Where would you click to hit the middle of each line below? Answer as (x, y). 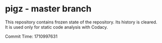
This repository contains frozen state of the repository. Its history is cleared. (81, 22)
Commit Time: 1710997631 (31, 36)
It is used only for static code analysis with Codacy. (56, 27)
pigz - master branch (48, 9)
